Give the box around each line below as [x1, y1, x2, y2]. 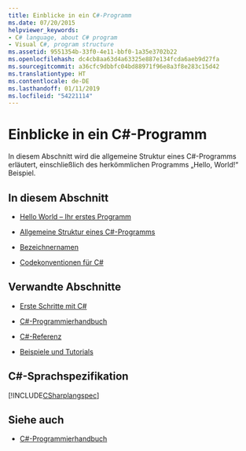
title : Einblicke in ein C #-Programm [8, 11, 132, 20]
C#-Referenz [19, 332, 62, 341]
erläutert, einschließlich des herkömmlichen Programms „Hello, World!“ [8, 160, 239, 170]
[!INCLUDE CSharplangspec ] [8, 390, 100, 400]
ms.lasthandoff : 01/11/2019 [8, 84, 101, 93]
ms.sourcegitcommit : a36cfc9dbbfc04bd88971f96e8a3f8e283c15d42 [8, 63, 220, 71]
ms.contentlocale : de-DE [8, 77, 90, 85]
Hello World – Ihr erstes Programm [19, 212, 131, 221]
